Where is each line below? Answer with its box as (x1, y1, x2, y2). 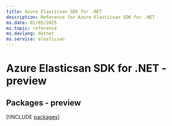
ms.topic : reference (6, 25, 58, 31)
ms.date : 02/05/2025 (6, 20, 58, 25)
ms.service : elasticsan (6, 36, 65, 42)
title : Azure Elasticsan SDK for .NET (6, 8, 102, 15)
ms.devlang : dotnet (6, 31, 55, 37)
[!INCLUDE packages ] (6, 114, 60, 120)
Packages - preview (6, 98, 81, 108)
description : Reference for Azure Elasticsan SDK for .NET (6, 14, 155, 20)
